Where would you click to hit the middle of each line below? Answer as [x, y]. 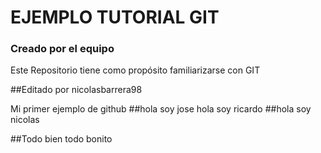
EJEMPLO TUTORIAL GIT [115, 17]
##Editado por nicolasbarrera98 [76, 90]
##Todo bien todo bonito [61, 139]
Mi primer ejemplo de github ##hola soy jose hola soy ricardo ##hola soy [161, 109]
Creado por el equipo [62, 49]
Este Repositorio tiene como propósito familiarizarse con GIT [135, 70]
